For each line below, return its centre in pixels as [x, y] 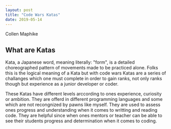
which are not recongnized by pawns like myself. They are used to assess [83, 105]
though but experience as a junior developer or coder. [62, 84]
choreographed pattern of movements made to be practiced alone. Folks [82, 68]
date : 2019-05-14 [24, 19]
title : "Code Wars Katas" [33, 15]
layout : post [19, 10]
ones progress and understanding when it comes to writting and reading [81, 110]
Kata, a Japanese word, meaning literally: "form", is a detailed [70, 62]
